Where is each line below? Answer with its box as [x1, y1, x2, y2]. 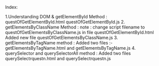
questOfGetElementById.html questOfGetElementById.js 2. [5, 19, 125, 25]
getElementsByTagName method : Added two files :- [5, 40, 113, 46]
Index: [5, 4, 18, 10]
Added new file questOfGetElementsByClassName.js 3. [5, 34, 118, 40]
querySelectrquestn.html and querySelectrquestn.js [5, 56, 111, 61]
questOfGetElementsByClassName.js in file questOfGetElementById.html [5, 30, 154, 35]
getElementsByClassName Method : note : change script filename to [5, 24, 145, 30]
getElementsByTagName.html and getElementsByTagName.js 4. [5, 45, 136, 51]
